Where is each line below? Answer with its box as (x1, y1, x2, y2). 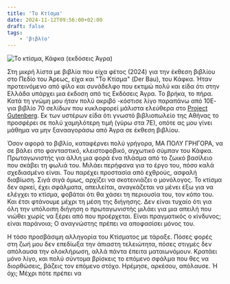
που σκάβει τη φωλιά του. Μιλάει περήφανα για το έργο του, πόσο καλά (7, 161, 214, 169)
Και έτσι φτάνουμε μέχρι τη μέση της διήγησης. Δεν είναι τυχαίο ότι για (7, 198, 212, 206)
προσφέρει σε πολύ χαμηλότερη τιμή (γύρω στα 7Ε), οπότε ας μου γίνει (7, 119, 213, 127)
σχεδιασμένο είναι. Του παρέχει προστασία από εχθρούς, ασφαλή (7, 169, 198, 177)
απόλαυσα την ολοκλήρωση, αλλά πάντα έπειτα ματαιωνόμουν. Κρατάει (7, 248, 218, 256)
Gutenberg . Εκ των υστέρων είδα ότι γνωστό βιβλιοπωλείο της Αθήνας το (7, 111, 219, 120)
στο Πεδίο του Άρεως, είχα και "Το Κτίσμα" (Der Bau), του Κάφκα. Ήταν (7, 75, 213, 83)
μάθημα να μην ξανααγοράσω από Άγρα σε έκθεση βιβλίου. (7, 126, 181, 134)
